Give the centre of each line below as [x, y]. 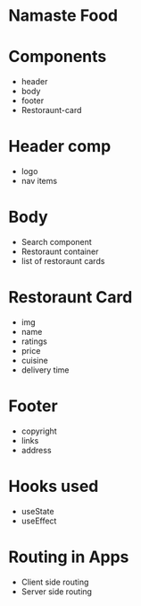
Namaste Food [63, 16]
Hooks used [54, 487]
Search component [57, 242]
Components [58, 57]
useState [37, 511]
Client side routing [55, 582]
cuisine [34, 360]
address [36, 450]
